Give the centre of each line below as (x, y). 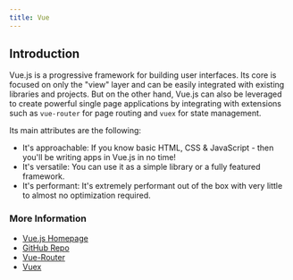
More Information (48, 218)
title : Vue (29, 17)
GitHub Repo (46, 248)
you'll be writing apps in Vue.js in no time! (99, 157)
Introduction (45, 54)
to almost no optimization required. (86, 195)
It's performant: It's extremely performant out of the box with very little (152, 186)
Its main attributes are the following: (75, 131)
